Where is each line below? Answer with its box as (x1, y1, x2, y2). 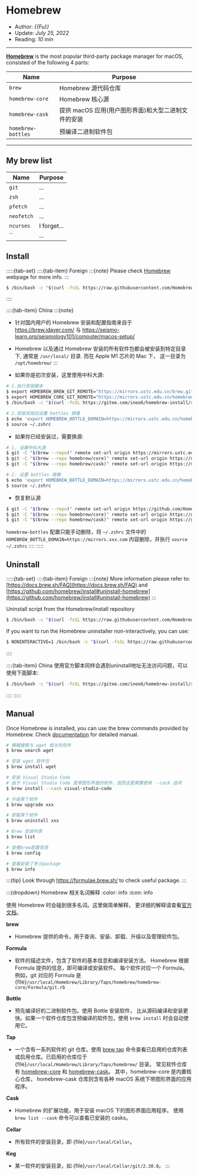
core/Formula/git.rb (14, 985, 65, 991)
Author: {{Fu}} (14, 23, 49, 30)
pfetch (9, 203, 28, 210)
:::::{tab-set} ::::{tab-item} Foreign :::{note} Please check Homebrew (6, 267, 171, 274)
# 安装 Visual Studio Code (6, 774, 71, 780)
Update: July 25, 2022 (14, 29, 70, 36)
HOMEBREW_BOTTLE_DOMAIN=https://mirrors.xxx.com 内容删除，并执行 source (6, 536, 188, 543)
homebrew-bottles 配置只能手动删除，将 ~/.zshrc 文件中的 (6, 528, 146, 535)
